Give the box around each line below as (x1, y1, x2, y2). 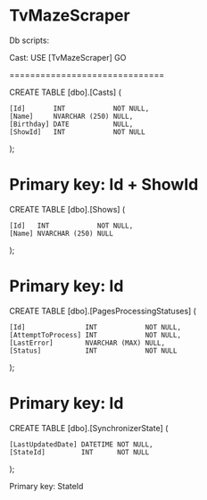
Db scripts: (9, 35, 50, 46)
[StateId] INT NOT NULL (9, 447, 150, 456)
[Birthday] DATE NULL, (9, 120, 134, 129)
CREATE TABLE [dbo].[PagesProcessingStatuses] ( (9, 305, 196, 316)
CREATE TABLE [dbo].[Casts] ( (9, 87, 122, 97)
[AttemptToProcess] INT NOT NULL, (9, 330, 181, 339)
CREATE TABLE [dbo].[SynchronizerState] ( (9, 422, 169, 433)
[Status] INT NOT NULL (9, 346, 178, 355)
